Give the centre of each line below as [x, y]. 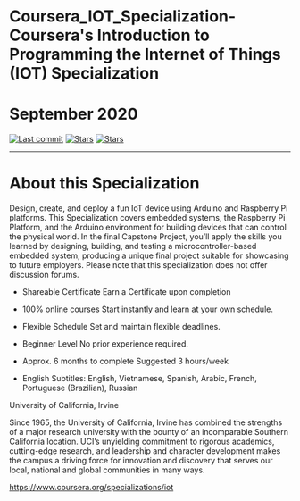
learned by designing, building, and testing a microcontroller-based [133, 246]
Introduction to [153, 35]
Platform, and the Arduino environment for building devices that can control [148, 227]
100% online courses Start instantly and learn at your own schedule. [148, 309]
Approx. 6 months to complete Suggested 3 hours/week [125, 361]
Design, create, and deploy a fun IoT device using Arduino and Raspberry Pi [149, 208]
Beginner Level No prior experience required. [105, 344]
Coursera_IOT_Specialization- [123, 17]
